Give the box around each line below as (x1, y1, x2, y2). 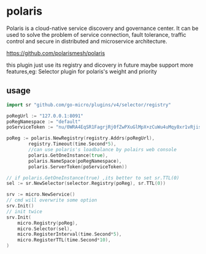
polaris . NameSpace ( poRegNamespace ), (28, 158, 122, 164)
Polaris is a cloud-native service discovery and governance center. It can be (6, 24, 199, 32)
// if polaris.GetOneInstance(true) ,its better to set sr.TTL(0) (6, 174, 180, 181)
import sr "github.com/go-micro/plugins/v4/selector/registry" (6, 102, 172, 108)
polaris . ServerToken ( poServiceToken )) (28, 163, 128, 170)
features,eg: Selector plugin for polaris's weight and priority (6, 67, 158, 75)
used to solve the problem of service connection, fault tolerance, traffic (6, 31, 187, 38)
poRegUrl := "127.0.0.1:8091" (6, 113, 84, 119)
